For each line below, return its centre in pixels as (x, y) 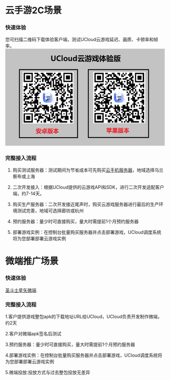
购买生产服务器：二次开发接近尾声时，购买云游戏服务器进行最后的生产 (86, 204)
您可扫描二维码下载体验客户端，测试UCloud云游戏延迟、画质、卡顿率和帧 (82, 40)
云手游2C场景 (34, 10)
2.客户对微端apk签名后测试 (33, 334)
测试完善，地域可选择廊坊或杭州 (50, 211)
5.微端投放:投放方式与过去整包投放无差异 (48, 372)
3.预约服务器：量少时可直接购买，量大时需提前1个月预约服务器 (70, 344)
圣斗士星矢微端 (21, 290)
